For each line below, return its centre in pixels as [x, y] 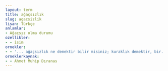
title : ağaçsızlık [24, 14]
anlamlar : [16, 28]
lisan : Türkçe [20, 24]
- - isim [14, 42]
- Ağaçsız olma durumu [29, 33]
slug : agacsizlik [23, 19]
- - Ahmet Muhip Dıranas [31, 61]
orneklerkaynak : [22, 56]
